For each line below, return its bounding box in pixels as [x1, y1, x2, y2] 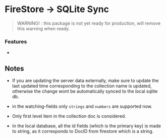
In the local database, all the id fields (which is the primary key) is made [12, 123, 161, 129]
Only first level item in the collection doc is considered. [12, 113, 127, 119]
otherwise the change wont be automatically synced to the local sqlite [12, 88, 158, 94]
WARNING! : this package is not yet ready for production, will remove [17, 20, 161, 26]
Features [5, 38, 27, 45]
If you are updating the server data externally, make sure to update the [12, 78, 159, 84]
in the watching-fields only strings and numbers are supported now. [12, 103, 152, 109]
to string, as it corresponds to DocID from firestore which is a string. [12, 128, 154, 134]
